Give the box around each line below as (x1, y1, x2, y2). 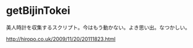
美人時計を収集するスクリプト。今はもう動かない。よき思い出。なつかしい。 (6, 24, 191, 31)
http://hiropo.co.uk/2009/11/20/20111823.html (6, 35, 116, 42)
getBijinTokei (6, 4, 70, 17)
